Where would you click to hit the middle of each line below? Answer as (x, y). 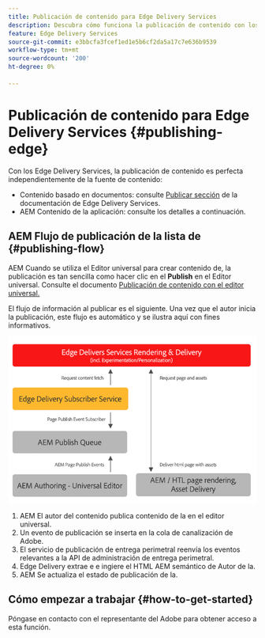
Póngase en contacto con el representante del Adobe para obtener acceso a (132, 618)
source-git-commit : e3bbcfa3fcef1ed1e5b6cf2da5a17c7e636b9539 (112, 42)
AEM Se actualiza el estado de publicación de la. (99, 575)
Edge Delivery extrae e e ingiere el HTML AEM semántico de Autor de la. (138, 566)
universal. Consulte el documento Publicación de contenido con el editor (126, 284)
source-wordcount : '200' (49, 59)
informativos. (30, 325)
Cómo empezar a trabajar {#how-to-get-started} (131, 600)
